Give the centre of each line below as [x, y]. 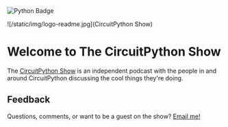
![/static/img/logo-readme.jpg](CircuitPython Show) [80, 24]
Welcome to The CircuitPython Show [114, 52]
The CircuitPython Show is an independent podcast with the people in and [112, 71]
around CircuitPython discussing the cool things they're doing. [95, 78]
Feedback [29, 100]
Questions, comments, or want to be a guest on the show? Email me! [104, 116]
